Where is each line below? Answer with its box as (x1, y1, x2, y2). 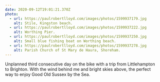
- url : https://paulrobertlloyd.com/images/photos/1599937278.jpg (9, 43, 147, 48)
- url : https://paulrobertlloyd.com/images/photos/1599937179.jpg (9, 16, 147, 21)
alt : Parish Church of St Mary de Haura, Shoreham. (14, 48, 121, 52)
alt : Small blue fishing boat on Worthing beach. (14, 39, 117, 44)
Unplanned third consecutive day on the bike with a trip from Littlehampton (5, 61, 155, 67)
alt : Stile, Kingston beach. (14, 20, 73, 26)
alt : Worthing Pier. (14, 30, 55, 34)
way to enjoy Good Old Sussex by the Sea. (5, 71, 90, 77)
